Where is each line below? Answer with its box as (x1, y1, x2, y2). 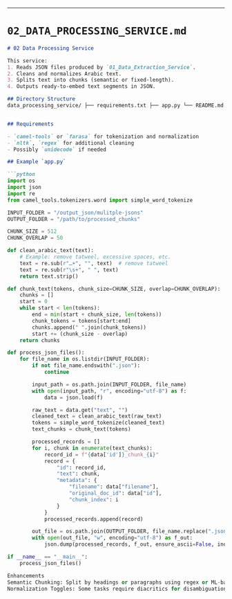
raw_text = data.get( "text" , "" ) (32, 406, 128, 413)
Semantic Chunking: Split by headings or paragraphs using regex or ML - (7, 579, 221, 586)
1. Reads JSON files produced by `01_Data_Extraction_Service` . (7, 64, 196, 71)
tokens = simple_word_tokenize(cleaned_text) (32, 420, 166, 427)
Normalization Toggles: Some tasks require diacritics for (7, 585, 181, 592)
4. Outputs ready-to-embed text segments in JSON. (7, 83, 156, 90)
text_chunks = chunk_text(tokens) (32, 426, 131, 433)
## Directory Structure (7, 96, 76, 102)
